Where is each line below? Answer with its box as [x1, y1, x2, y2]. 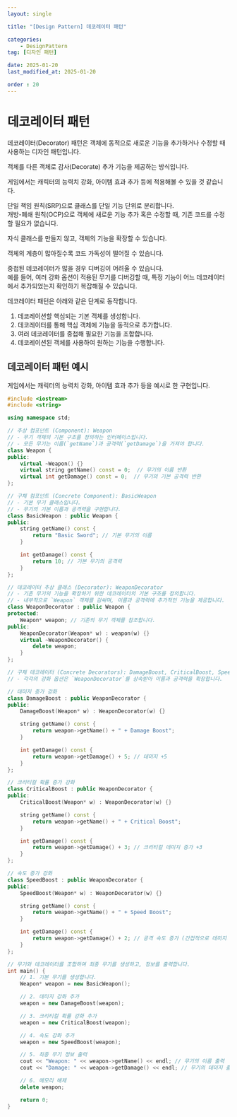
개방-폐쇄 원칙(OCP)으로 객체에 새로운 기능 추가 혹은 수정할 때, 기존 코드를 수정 [7, 210, 226, 218]
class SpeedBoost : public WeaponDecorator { [7, 876, 143, 884]
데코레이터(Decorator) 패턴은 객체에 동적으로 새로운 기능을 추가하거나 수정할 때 [7, 139, 226, 147]
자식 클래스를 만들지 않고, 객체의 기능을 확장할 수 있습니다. [7, 234, 167, 242]
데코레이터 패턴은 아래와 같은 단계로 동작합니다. [7, 296, 138, 305]
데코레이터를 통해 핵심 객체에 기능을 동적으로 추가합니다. [17, 320, 173, 329]
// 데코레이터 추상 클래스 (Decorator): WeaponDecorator [7, 584, 164, 591]
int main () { [7, 967, 46, 974]
